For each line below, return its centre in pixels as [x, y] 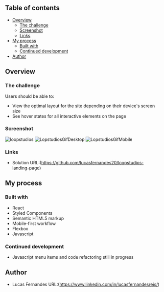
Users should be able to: [30, 96]
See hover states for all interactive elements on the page [69, 116]
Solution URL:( [27, 163]
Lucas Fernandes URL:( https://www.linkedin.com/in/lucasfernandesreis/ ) [86, 284]
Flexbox [20, 228]
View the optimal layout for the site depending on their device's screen [83, 106]
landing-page [26, 168]
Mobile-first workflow [34, 223]
